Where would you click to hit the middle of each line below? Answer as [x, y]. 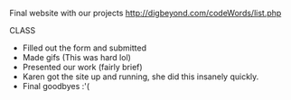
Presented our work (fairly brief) [82, 67]
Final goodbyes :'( [56, 86]
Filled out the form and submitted [84, 48]
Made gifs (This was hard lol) [76, 57]
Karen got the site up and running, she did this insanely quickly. [141, 77]
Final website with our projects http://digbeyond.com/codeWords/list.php [145, 13]
